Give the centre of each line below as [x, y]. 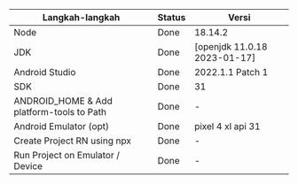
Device [28, 166]
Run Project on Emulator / [67, 155]
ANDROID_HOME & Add [63, 101]
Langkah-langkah [81, 17]
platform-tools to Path [60, 112]
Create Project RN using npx [72, 141]
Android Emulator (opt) [61, 126]
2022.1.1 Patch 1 [231, 72]
